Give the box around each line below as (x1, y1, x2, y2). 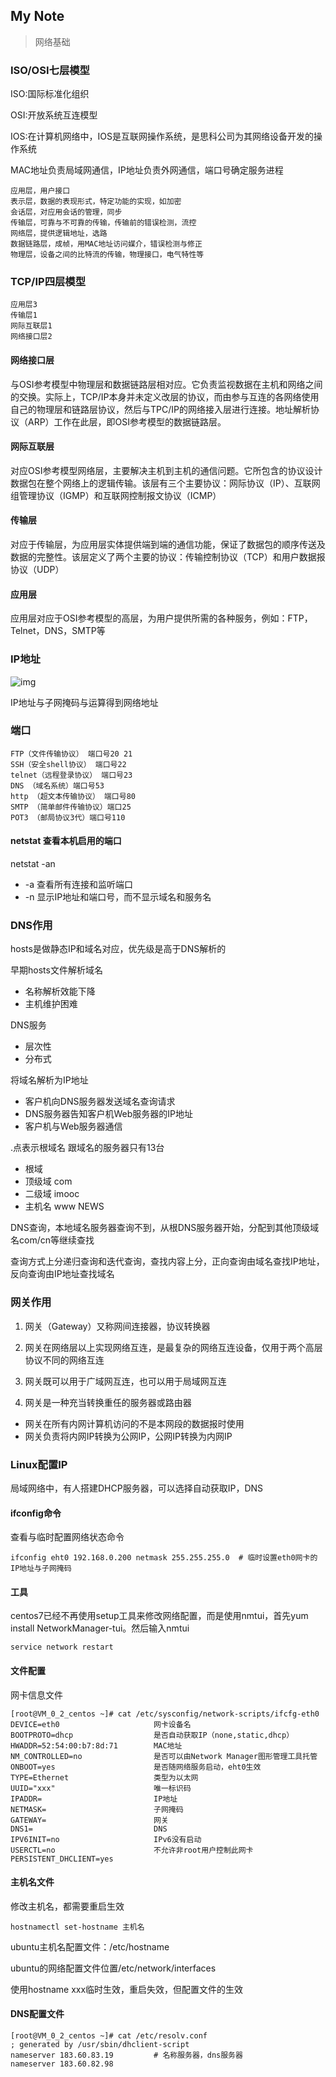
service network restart (10, 1642, 114, 1653)
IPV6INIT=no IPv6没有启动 (10, 1834, 202, 1844)
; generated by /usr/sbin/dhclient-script (10, 2039, 190, 2049)
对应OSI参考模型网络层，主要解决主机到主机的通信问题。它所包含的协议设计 (10, 464, 323, 476)
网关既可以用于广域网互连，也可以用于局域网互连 (24, 1375, 227, 1387)
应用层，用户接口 (10, 186, 71, 196)
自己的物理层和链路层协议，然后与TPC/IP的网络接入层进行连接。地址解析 (10, 403, 311, 415)
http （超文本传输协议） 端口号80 (10, 791, 136, 801)
